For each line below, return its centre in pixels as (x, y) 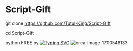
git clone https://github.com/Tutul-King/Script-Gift (58, 23)
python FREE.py (22, 43)
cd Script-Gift (20, 33)
